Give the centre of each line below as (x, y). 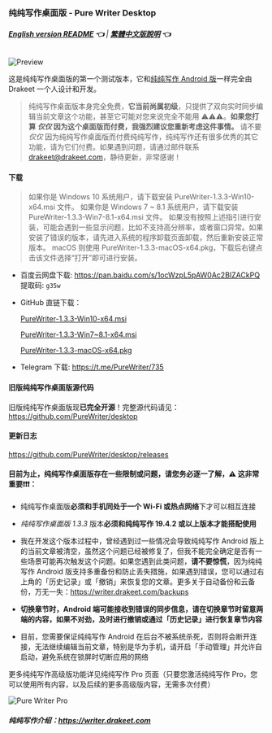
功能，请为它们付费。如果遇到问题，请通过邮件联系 (114, 147)
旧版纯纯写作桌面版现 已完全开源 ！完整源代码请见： (94, 407)
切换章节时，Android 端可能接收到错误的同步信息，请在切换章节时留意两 (142, 609)
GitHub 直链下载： (51, 303)
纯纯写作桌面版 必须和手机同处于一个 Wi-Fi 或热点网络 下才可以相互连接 (138, 506)
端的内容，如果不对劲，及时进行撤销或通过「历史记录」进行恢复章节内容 (141, 619)
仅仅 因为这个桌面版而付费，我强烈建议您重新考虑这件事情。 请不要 (150, 127)
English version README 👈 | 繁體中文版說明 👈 (90, 33)
